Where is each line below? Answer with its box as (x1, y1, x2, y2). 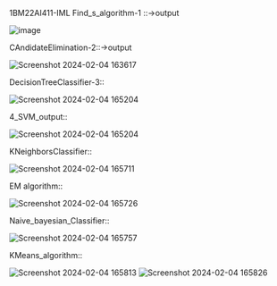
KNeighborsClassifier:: (9, 147, 92, 156)
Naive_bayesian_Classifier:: (9, 215, 110, 226)
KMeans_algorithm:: (9, 250, 83, 260)
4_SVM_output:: (9, 112, 68, 122)
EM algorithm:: (9, 181, 63, 191)
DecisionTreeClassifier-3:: (9, 77, 105, 88)
